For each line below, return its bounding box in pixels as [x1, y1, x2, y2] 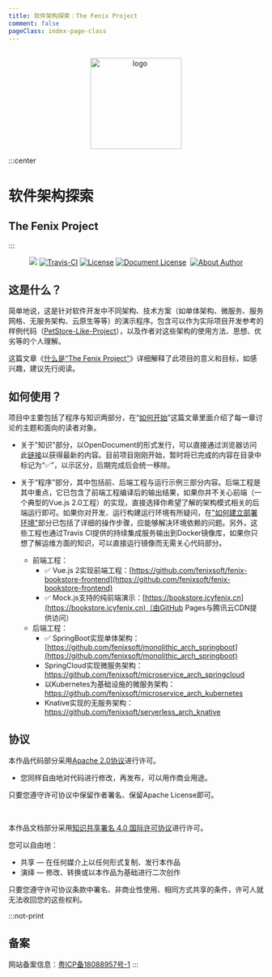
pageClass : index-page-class [8, 27, 107, 35]
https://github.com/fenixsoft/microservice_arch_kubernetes [44, 689, 244, 698]
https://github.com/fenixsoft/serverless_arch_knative [44, 707, 221, 716]
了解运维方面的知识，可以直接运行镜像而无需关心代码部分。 [27, 538, 227, 547]
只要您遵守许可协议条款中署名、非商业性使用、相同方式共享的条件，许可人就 [8, 884, 264, 894]
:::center [8, 155, 36, 166]
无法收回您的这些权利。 [8, 894, 87, 904]
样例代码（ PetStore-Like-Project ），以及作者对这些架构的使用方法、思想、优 [8, 326, 261, 336]
